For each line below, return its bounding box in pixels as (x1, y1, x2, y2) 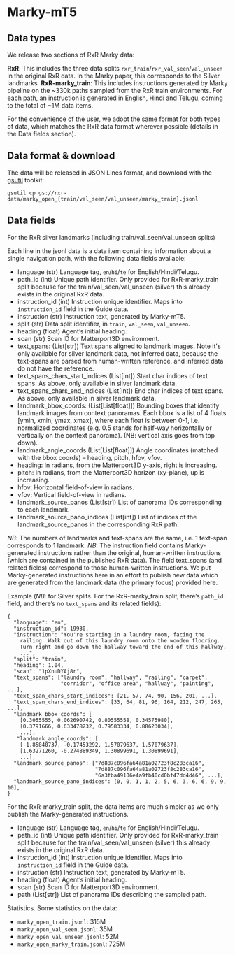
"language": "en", (13, 619, 68, 626)
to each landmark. (17, 505, 70, 514)
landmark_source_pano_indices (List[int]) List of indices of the (17, 512, 197, 521)
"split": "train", (13, 655, 68, 663)
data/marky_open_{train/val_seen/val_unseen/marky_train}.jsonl (7, 195, 199, 203)
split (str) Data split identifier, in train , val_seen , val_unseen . (17, 319, 190, 328)
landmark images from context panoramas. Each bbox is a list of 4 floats (17, 408, 227, 417)
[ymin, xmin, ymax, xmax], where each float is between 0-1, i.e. (17, 416, 200, 424)
